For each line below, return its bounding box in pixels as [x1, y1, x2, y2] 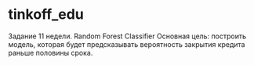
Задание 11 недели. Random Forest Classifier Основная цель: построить [8, 31, 247, 41]
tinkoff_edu [8, 5, 84, 23]
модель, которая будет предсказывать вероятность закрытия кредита [8, 39, 245, 49]
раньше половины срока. [8, 48, 93, 57]
